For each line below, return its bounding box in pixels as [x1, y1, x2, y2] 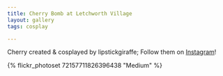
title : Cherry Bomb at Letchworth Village [7, 10, 132, 17]
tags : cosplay [7, 23, 49, 30]
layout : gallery [7, 17, 54, 23]
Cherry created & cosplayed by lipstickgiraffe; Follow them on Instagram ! [7, 48, 217, 56]
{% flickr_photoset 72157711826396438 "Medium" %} [7, 61, 162, 70]
